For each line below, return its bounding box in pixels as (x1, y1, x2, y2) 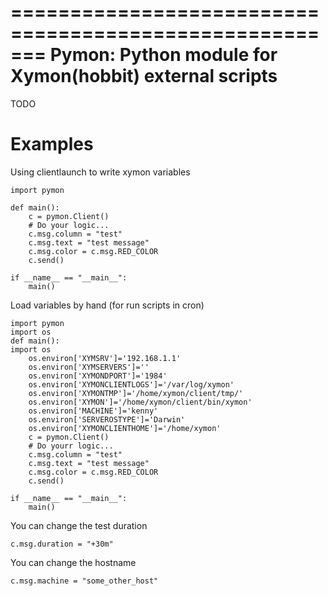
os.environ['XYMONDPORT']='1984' (28, 371, 168, 381)
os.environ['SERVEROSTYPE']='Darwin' (28, 414, 186, 425)
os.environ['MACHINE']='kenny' (28, 406, 159, 416)
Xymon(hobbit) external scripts (10, 65, 278, 88)
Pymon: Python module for (49, 44, 278, 66)
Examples (10, 133, 94, 156)
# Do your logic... (28, 220, 110, 230)
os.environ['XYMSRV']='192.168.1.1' (28, 353, 182, 363)
